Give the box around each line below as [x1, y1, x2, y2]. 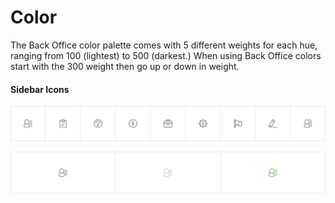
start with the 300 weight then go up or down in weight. [10, 60, 240, 72]
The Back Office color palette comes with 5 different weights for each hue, [10, 39, 318, 51]
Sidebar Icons [10, 83, 70, 95]
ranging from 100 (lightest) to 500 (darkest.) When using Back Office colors [10, 49, 322, 61]
